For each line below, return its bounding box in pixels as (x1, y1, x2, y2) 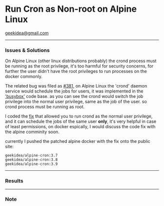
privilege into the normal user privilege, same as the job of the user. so (5, 99, 147, 105)
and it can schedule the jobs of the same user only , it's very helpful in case (5, 118, 157, 124)
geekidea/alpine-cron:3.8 (5, 158, 58, 162)
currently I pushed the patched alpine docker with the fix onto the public (5, 138, 150, 144)
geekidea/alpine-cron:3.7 (5, 153, 58, 158)
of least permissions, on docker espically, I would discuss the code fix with (5, 124, 156, 130)
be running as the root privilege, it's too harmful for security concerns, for (5, 63, 154, 69)
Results (5, 178, 23, 184)
